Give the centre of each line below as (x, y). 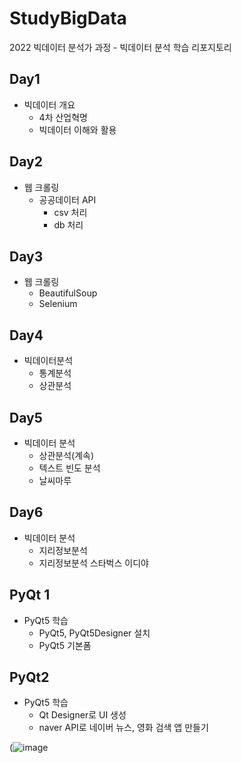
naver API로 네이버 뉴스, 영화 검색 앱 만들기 (123, 728)
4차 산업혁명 (63, 117)
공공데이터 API (67, 199)
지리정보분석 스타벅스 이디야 (93, 563)
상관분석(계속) (66, 455)
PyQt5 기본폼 (65, 645)
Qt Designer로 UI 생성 (82, 715)
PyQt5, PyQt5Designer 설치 (94, 633)
